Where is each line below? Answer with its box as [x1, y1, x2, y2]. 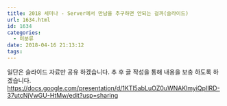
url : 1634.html [7, 16, 51, 23]
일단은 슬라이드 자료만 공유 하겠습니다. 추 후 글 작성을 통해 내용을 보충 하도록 [7, 68, 212, 76]
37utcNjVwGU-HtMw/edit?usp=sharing [7, 91, 119, 99]
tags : [7, 49, 23, 55]
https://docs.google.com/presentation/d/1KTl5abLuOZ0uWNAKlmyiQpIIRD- [7, 83, 221, 92]
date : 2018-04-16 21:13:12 [7, 42, 84, 49]
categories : [7, 29, 41, 36]
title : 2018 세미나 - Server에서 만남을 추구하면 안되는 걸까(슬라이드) [7, 10, 189, 17]
